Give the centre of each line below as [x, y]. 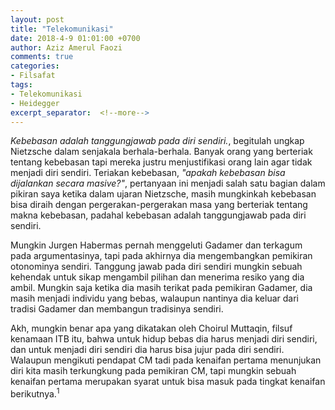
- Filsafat [33, 76]
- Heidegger [35, 103]
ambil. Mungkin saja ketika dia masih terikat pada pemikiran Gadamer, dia [161, 288]
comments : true [42, 57]
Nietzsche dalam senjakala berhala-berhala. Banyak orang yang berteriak [161, 152]
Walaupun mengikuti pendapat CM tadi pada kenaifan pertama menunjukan [166, 360]
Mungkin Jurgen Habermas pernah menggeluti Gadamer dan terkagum [156, 245]
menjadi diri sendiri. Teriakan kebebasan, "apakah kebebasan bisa [148, 173]
